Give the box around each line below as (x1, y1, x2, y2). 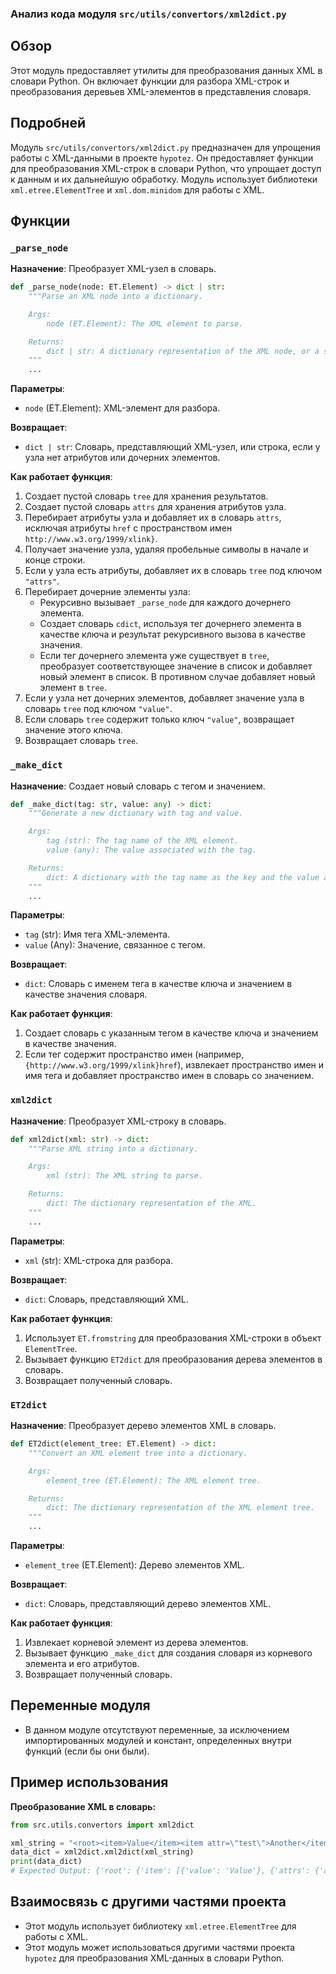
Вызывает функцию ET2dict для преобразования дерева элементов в (24, 1353, 323, 1365)
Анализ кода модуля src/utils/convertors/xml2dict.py (10, 7, 287, 21)
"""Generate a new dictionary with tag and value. (28, 808, 244, 819)
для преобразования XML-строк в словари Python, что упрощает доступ (10, 162, 322, 174)
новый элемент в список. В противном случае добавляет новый (39, 671, 316, 683)
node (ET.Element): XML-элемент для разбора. (24, 402, 221, 414)
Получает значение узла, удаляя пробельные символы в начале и (24, 543, 309, 556)
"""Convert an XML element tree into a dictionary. (28, 1448, 248, 1458)
